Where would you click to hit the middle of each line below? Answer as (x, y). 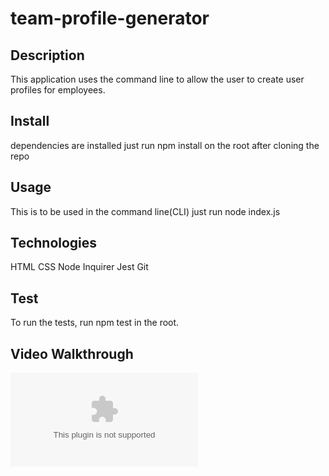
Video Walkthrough (72, 353)
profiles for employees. (58, 90)
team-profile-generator (110, 18)
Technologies (54, 243)
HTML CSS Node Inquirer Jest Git (79, 267)
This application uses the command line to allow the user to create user (157, 79)
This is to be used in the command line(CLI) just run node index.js (145, 211)
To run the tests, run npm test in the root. (95, 323)
